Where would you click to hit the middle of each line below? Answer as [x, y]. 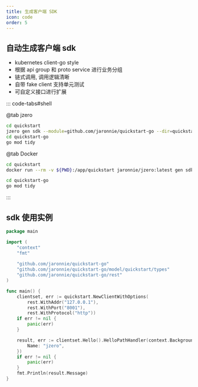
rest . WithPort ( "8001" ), [56, 308]
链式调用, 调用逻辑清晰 [42, 77]
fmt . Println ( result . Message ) [52, 373]
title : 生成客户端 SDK [32, 12]
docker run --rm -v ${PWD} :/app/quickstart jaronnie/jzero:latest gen [95, 170]
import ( [17, 242]
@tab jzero [19, 115]
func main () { [24, 291]
